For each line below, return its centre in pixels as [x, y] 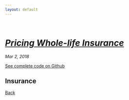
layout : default [21, 9]
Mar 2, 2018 [17, 56]
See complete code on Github [35, 66]
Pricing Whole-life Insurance [64, 43]
